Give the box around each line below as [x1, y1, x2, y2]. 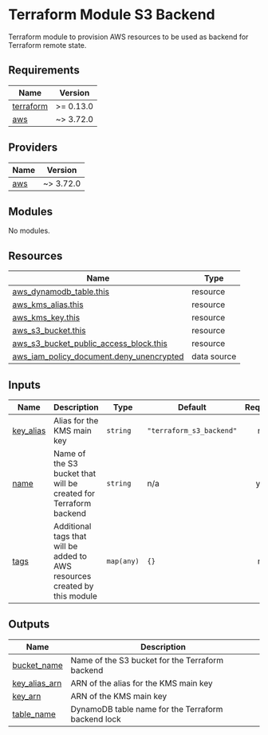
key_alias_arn [12, 678, 62, 689]
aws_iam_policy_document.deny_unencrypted [12, 351, 184, 362]
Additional [53, 521, 92, 532]
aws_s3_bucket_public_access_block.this [12, 338, 167, 349]
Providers [8, 141, 58, 155]
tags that [53, 531, 87, 541]
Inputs [8, 378, 41, 391]
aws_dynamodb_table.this [12, 286, 110, 297]
